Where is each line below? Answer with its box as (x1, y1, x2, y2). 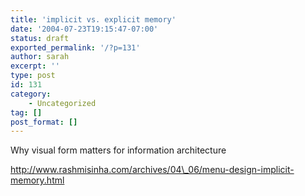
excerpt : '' (10, 61, 60, 71)
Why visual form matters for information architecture (10, 144, 227, 156)
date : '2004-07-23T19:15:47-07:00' (10, 24, 159, 34)
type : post (10, 71, 56, 81)
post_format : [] (10, 117, 78, 127)
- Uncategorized (28, 98, 97, 108)
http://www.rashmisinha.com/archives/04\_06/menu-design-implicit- (10, 164, 295, 176)
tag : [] (10, 107, 43, 118)
